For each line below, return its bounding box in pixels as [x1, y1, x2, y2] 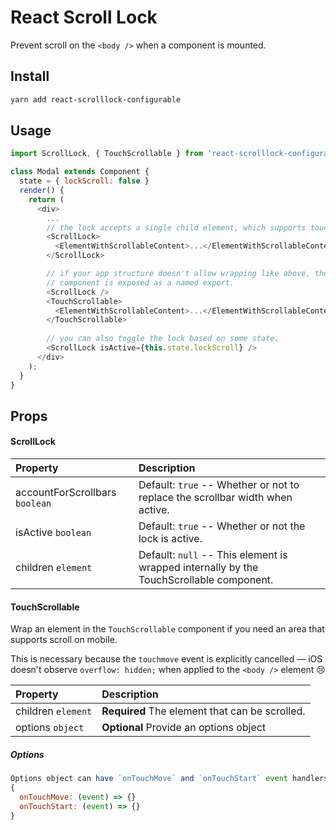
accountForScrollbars [15, 486, 117, 500]
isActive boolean [15, 526, 92, 540]
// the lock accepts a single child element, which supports [46, 222, 307, 233]
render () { [19, 186, 65, 196]
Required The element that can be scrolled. [101, 704, 306, 718]
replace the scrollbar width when [138, 491, 293, 505]
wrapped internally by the [138, 561, 259, 575]
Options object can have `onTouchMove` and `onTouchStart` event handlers [10, 774, 329, 784]
